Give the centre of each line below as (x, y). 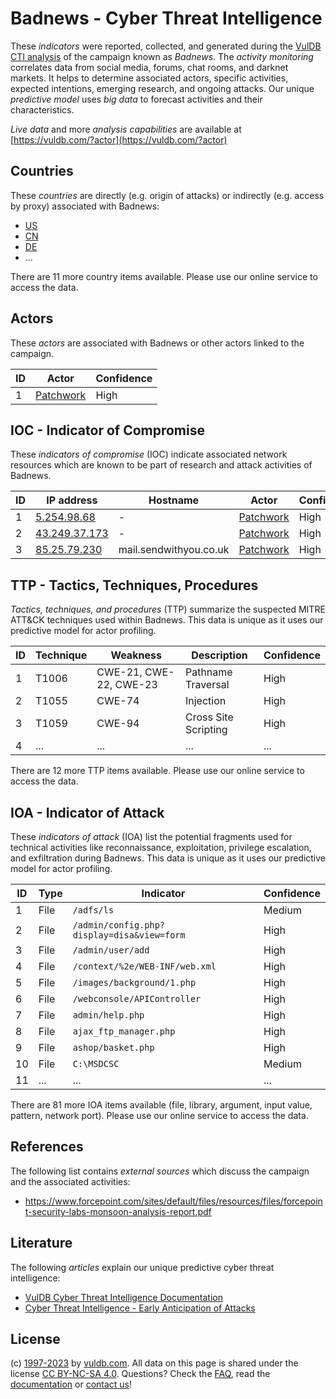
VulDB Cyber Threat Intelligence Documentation (124, 1297)
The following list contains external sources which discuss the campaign (160, 1171)
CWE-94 (118, 724)
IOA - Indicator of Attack (87, 812)
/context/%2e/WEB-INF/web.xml (144, 966)
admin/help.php (108, 1015)
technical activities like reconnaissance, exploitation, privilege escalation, (161, 847)
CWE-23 (136, 685)
